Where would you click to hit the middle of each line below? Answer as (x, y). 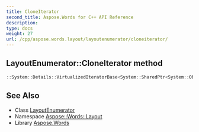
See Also (23, 96)
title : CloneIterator (33, 12)
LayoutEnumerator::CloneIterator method (84, 63)
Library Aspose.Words (42, 122)
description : (22, 23)
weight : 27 (20, 34)
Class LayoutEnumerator (45, 110)
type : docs (20, 28)
